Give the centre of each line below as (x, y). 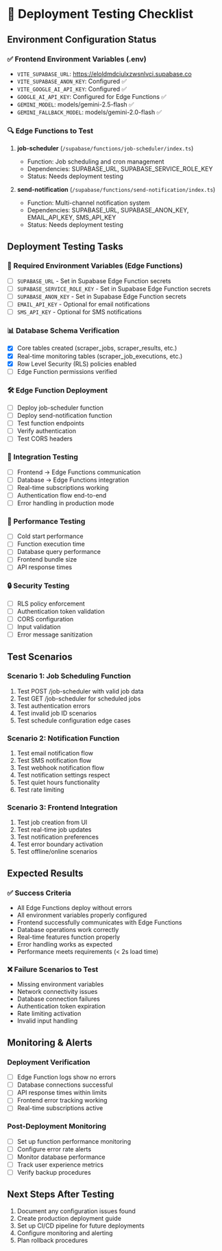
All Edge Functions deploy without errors (74, 908)
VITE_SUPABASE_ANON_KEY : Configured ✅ (72, 81)
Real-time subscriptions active (60, 1108)
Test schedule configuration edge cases (74, 720)
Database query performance (59, 552)
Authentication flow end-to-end (62, 495)
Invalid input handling (47, 1021)
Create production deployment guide (69, 1218)
